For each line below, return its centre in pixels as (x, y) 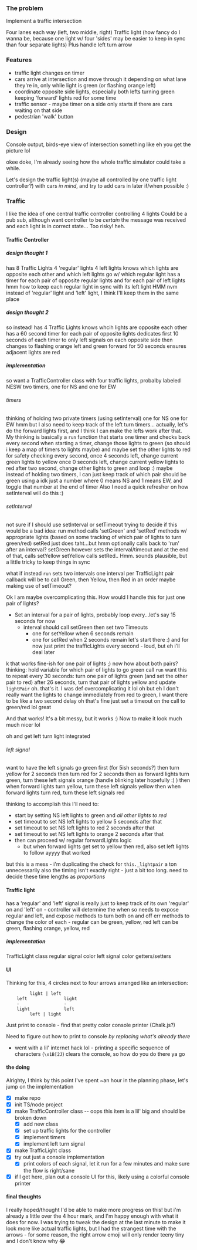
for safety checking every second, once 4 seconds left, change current (92, 455)
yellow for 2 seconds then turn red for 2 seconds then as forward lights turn (98, 774)
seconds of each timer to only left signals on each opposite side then (89, 340)
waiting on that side (38, 110)
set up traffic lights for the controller (67, 1131)
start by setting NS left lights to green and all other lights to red (91, 815)
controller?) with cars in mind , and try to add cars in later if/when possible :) (98, 185)
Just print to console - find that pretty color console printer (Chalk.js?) (91, 1025)
